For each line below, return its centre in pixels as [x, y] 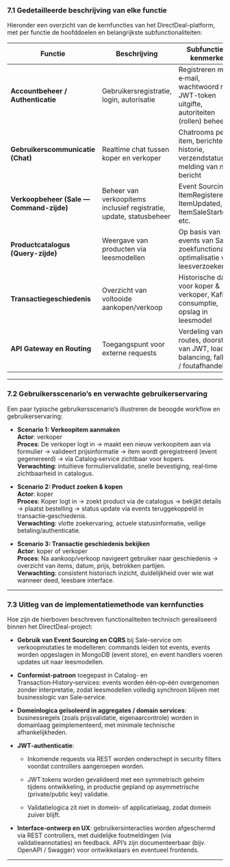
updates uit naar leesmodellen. [61, 662]
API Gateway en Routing [51, 349]
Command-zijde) [39, 208]
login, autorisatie [128, 100]
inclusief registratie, [133, 208]
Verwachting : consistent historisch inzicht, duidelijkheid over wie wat [115, 573]
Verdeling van [201, 332]
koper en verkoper [131, 158]
